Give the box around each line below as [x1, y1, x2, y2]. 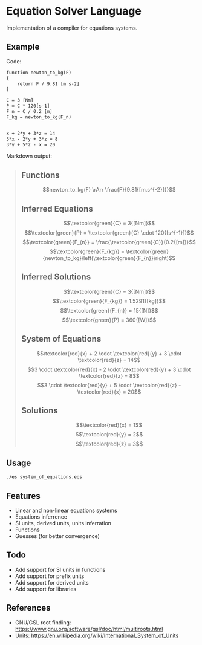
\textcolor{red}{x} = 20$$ [77, 388, 142, 395]
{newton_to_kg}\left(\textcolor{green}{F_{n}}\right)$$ [42, 254, 176, 261]
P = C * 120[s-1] [6, 103, 50, 109]
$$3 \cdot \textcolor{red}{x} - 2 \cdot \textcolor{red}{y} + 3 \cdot [27, 366, 191, 373]
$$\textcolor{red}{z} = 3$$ [75, 440, 143, 448]
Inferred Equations [21, 204, 94, 214]
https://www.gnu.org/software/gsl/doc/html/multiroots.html [15, 625, 163, 632]
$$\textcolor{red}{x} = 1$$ [76, 421, 143, 429]
